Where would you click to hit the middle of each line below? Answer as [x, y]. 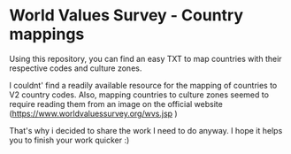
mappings [47, 34]
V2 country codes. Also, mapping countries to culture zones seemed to [139, 95]
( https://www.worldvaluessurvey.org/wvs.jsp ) [94, 113]
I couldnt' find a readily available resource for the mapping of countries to [143, 85]
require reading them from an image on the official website [116, 104]
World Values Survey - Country [126, 15]
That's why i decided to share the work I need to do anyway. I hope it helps [146, 130]
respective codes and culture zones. [76, 68]
